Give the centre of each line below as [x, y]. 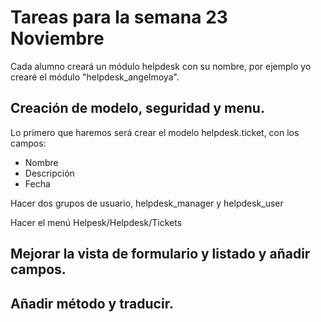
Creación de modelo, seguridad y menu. [137, 108]
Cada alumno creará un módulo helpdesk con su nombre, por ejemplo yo [161, 66]
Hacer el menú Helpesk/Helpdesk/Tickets [96, 222]
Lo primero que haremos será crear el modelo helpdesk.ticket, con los [155, 132]
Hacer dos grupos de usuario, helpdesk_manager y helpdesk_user [147, 203]
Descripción [49, 173]
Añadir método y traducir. [92, 303]
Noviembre [57, 38]
